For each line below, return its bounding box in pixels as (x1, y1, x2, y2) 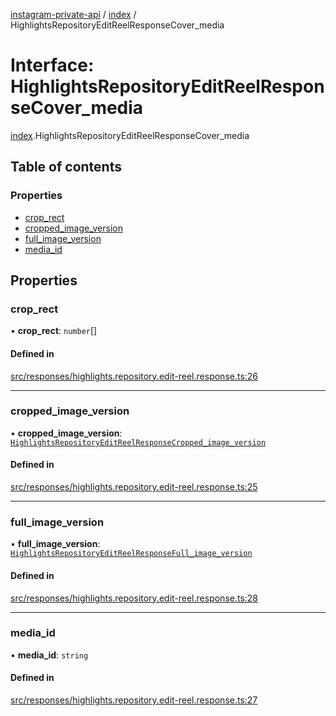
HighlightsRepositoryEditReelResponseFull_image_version (10, 549, 253, 559)
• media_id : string (10, 649, 89, 661)
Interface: (10, 54, 95, 77)
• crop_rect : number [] (10, 325, 98, 337)
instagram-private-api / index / (10, 9, 137, 20)
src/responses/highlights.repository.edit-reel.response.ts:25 (10, 481, 258, 493)
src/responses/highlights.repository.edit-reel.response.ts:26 (10, 370, 259, 382)
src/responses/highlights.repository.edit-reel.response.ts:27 (10, 694, 258, 706)
